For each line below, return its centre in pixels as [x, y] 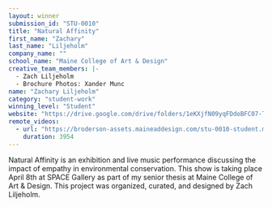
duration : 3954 [49, 136]
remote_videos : [34, 122]
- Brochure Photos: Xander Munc [70, 84]
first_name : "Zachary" [47, 39]
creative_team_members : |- [54, 69]
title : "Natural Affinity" [54, 31]
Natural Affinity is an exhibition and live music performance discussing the [132, 160]
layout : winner [34, 16]
